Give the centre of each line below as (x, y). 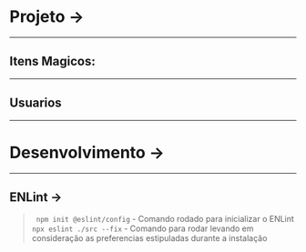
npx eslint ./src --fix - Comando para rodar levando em (143, 228)
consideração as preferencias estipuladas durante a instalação (149, 238)
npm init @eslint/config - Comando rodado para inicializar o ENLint (165, 219)
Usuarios (36, 103)
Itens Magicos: (52, 61)
